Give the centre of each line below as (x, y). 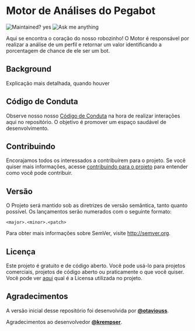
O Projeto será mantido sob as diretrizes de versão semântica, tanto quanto (97, 205)
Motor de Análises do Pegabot (81, 11)
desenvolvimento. (27, 128)
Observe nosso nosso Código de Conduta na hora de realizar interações (93, 116)
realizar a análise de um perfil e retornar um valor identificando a (84, 44)
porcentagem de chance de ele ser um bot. (58, 50)
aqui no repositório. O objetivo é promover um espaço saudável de (86, 122)
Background (29, 69)
